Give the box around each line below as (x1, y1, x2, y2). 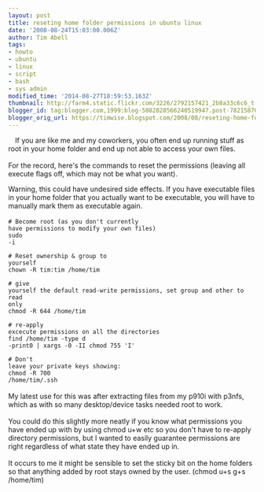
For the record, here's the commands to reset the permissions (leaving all (8, 161, 246, 170)
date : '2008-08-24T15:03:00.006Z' (8, 26, 122, 34)
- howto (8, 48, 34, 56)
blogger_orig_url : (8, 114, 68, 122)
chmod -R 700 (8, 369, 51, 377)
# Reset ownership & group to (8, 252, 108, 260)
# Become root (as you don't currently (8, 217, 139, 225)
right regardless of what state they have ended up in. (8, 442, 180, 451)
